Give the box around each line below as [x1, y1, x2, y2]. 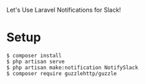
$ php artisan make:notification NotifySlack [6, 64, 138, 71]
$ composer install [6, 52, 62, 59]
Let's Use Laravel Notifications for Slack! [6, 6, 121, 14]
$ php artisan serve [6, 58, 66, 65]
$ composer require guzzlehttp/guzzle [6, 70, 117, 77]
